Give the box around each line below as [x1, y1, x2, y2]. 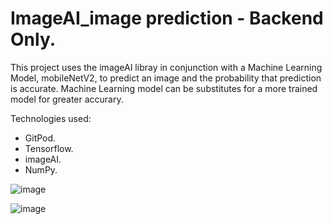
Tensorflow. [24, 142, 74, 154]
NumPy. [24, 163, 58, 176]
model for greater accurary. [10, 93, 124, 105]
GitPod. [24, 132, 57, 144]
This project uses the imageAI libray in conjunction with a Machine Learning [10, 61, 323, 73]
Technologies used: [10, 112, 92, 124]
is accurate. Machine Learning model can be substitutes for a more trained [10, 82, 318, 94]
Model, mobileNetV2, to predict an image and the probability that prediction [10, 72, 322, 84]
